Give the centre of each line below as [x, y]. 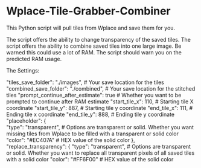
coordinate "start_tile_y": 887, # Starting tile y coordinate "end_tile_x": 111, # [100, 108]
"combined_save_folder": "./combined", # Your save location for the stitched [101, 88]
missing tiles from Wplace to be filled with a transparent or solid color [93, 134]
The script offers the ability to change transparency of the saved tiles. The [99, 39]
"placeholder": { [26, 121]
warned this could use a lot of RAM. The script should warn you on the [94, 52]
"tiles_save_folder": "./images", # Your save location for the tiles [85, 82]
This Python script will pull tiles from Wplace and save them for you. [91, 28]
